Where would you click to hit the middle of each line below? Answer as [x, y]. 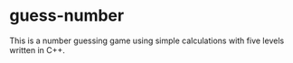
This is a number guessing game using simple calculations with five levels [147, 40]
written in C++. [38, 49]
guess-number [67, 16]
